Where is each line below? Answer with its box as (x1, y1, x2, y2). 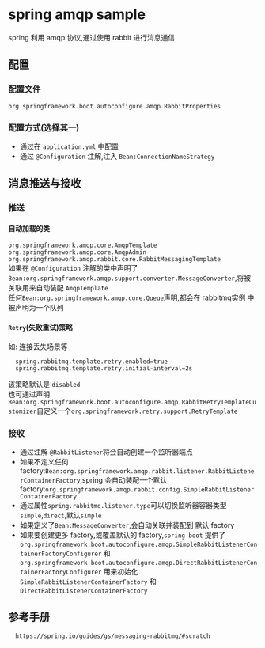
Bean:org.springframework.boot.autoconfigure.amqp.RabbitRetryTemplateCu (8, 398, 257, 406)
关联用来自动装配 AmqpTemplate (8, 283, 108, 293)
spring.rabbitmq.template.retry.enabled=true (15, 358, 168, 366)
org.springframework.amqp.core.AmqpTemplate (8, 241, 157, 250)
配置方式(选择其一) (8, 122, 80, 133)
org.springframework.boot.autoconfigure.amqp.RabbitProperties (8, 102, 221, 110)
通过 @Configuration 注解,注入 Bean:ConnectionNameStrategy (19, 151, 215, 161)
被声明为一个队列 (8, 303, 64, 313)
